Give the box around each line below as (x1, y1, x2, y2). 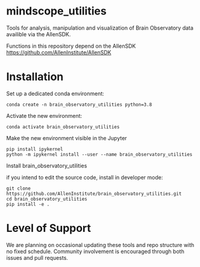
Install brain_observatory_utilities (6, 162, 87, 169)
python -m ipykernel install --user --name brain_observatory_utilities (6, 151, 193, 158)
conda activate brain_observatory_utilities (6, 124, 120, 130)
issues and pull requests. (6, 254, 68, 261)
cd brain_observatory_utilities (6, 196, 87, 202)
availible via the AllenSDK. (6, 30, 71, 37)
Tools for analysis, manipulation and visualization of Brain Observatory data (6, 24, 194, 31)
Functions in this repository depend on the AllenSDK (6, 42, 136, 50)
